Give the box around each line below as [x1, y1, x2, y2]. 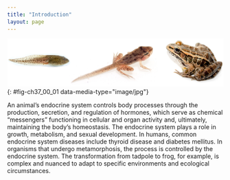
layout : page [7, 18, 45, 25]
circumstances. [7, 167, 51, 175]
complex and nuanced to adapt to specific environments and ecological [7, 159, 210, 168]
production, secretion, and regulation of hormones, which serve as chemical [7, 109, 223, 117]
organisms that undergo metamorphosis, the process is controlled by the [7, 145, 214, 153]
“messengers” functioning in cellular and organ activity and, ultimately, [7, 115, 207, 124]
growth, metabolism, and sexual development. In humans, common [7, 131, 197, 139]
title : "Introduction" [7, 11, 72, 18]
